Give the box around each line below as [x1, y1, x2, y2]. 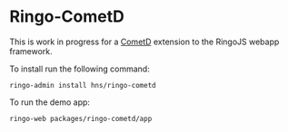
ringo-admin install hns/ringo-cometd [9, 80, 156, 90]
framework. [9, 45, 53, 56]
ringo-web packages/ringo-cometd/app [9, 114, 153, 123]
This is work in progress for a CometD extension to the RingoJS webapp [9, 36, 280, 47]
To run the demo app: [9, 97, 91, 108]
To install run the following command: [9, 63, 150, 74]
